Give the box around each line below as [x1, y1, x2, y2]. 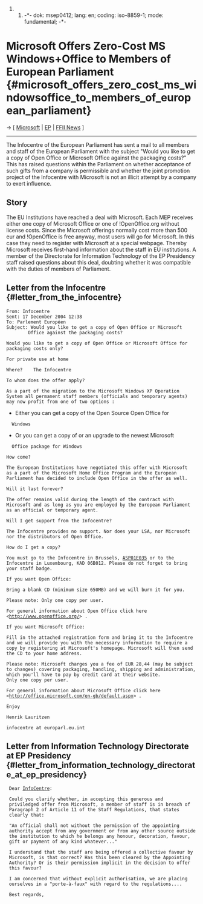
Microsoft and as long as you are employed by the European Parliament [6, 502, 190, 508]
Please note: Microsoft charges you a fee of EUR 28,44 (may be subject [6, 661, 193, 667]
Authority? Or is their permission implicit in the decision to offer [8, 860, 190, 866]
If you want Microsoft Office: [6, 624, 85, 630]
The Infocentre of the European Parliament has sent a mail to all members [6, 141, 190, 148]
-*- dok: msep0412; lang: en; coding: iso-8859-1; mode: [24, 12, 164, 19]
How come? [6, 454, 31, 460]
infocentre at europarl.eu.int [6, 724, 85, 730]
